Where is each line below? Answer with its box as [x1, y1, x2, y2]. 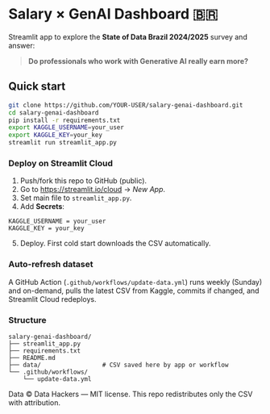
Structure [8, 314, 47, 325]
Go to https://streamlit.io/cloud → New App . [19, 185, 166, 194]
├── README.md [8, 353, 56, 362]
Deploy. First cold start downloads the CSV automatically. [19, 239, 211, 249]
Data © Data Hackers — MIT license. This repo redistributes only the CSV [8, 389, 253, 399]
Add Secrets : [19, 202, 64, 211]
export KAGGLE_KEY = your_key [8, 131, 103, 140]
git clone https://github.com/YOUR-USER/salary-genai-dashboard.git [8, 101, 243, 109]
